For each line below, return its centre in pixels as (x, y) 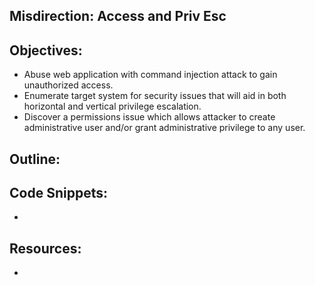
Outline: (35, 159)
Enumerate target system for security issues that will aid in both (155, 96)
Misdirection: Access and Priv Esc (118, 16)
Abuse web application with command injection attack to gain (150, 75)
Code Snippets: (58, 192)
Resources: (45, 248)
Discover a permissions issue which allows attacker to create (149, 117)
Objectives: (46, 50)
